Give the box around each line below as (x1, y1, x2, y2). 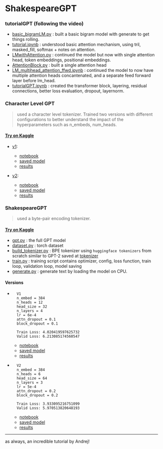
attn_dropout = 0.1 (16, 317, 56, 322)
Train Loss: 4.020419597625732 (16, 329, 80, 334)
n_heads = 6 (16, 371, 41, 377)
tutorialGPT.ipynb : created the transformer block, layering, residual (12, 83, 147, 89)
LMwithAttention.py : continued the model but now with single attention (12, 52, 155, 58)
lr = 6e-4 (16, 312, 36, 317)
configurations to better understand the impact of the (16, 116, 124, 122)
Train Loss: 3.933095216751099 (16, 401, 80, 406)
